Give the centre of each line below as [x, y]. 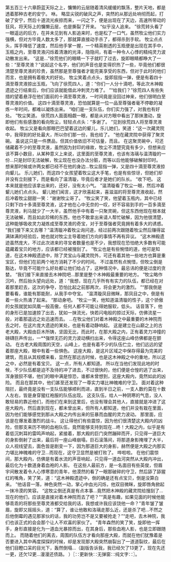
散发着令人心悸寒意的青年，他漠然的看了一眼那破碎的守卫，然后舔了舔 [88, 471]
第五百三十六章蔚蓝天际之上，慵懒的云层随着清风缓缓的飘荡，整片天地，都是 [85, 7]
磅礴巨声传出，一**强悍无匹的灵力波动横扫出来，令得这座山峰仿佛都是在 [81, 338]
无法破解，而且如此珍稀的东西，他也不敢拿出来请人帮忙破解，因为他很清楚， [85, 217]
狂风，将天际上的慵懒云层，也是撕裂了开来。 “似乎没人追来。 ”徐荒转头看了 [84, 26]
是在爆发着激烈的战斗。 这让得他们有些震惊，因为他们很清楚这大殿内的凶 [86, 421]
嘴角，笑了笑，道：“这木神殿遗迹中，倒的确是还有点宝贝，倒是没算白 [87, 478]
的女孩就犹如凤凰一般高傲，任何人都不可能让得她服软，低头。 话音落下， [82, 306]
